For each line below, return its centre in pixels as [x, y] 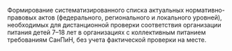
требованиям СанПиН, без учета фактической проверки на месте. [107, 40]
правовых [22, 17]
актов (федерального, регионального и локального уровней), [130, 17]
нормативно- [205, 10]
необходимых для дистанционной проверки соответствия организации [114, 25]
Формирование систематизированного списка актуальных [96, 10]
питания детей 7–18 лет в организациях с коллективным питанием [107, 32]
